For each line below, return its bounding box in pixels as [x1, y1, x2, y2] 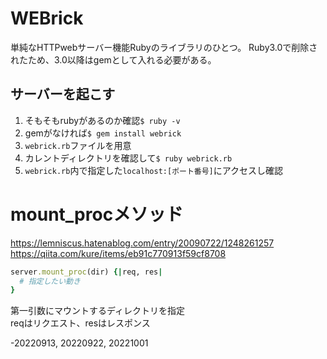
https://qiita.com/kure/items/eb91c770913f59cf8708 [10, 247, 227, 259]
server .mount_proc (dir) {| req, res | [10, 267, 163, 277]
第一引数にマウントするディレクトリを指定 [10, 305, 186, 317]
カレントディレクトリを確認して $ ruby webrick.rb [24, 152, 233, 164]
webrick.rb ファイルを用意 [24, 139, 132, 151]
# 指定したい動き [19, 276, 81, 286]
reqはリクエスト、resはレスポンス [10, 317, 151, 329]
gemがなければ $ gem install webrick [24, 127, 182, 139]
